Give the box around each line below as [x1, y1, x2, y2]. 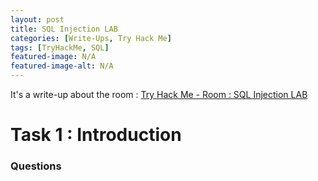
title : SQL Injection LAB [10, 24, 118, 34]
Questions [10, 159, 62, 173]
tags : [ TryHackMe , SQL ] [10, 42, 110, 53]
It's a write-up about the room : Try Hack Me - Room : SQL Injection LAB [10, 89, 308, 100]
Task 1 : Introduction [10, 124, 182, 146]
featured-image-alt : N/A [10, 61, 114, 71]
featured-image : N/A [10, 52, 97, 62]
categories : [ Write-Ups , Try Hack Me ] [10, 33, 172, 43]
